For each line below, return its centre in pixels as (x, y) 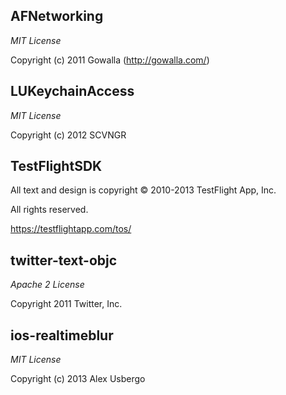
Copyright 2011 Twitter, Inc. (66, 304)
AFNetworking (57, 16)
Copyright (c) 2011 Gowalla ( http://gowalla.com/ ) (110, 60)
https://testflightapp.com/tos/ (71, 229)
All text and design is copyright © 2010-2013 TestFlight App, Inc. (143, 190)
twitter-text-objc (64, 260)
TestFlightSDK (56, 166)
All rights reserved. (49, 210)
